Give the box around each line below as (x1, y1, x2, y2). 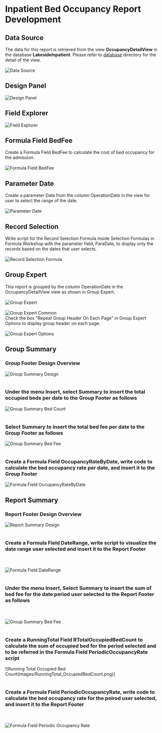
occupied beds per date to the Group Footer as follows (5, 395, 137, 402)
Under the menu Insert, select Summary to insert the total (5, 388, 146, 395)
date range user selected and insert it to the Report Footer (5, 545, 146, 552)
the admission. (5, 155, 35, 160)
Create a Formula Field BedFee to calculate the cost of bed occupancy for (5, 149, 155, 156)
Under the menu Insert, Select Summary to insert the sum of (5, 585, 152, 592)
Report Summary (5, 496, 58, 504)
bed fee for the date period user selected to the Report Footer (5, 591, 155, 598)
